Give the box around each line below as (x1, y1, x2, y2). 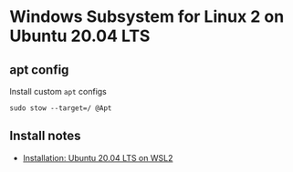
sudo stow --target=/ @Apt (9, 104, 112, 113)
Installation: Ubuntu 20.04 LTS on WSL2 (22, 152, 173, 163)
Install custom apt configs (9, 86, 107, 96)
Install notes (9, 128, 81, 144)
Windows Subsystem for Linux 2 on (9, 6, 285, 27)
